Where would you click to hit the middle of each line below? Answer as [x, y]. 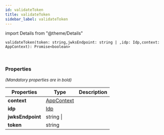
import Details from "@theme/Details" [44, 33]
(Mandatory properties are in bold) [38, 80]
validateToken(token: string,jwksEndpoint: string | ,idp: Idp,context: [82, 42]
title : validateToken [28, 14]
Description [93, 92]
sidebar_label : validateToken [37, 19]
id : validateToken [24, 10]
